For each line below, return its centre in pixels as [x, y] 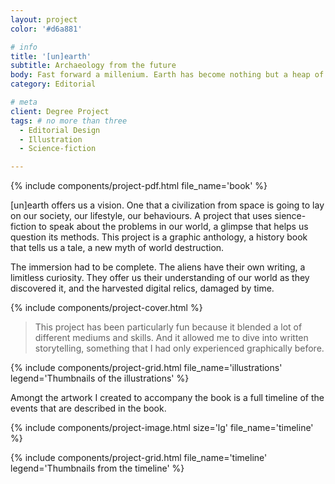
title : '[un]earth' [51, 56]
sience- [290, 216]
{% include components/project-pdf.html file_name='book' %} [139, 186]
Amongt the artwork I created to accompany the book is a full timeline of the [167, 398]
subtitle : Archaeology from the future [93, 66]
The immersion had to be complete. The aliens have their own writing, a [158, 267]
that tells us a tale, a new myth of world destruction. [117, 248]
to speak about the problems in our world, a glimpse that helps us [173, 227]
